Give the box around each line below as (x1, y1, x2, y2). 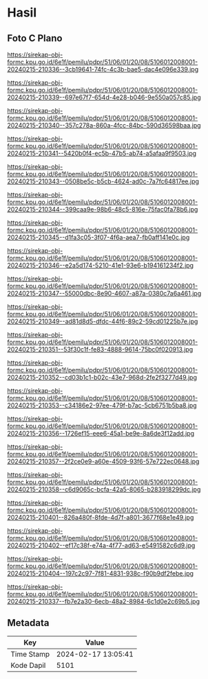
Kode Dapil (10, 660, 46, 670)
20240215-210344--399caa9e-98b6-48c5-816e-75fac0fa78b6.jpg (7, 205, 198, 213)
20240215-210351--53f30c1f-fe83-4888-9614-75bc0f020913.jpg (7, 345, 194, 353)
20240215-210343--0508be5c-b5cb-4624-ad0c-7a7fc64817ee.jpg (7, 177, 200, 185)
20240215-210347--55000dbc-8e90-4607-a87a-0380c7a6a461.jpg (7, 290, 202, 297)
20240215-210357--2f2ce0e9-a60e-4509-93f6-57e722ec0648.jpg (7, 457, 200, 465)
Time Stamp (10, 649, 50, 659)
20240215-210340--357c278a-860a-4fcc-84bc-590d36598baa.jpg (7, 121, 201, 129)
